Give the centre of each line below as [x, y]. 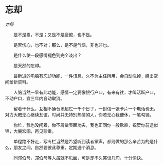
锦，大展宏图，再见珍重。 [31, 131]
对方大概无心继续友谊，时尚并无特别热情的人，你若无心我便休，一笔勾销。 [79, 115]
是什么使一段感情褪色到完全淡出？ [47, 55]
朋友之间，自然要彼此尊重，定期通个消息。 [56, 147]
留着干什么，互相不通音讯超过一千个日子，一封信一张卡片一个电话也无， [86, 108]
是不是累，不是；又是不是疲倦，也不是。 [54, 34]
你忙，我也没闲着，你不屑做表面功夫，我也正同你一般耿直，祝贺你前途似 [86, 125]
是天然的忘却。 [28, 66]
